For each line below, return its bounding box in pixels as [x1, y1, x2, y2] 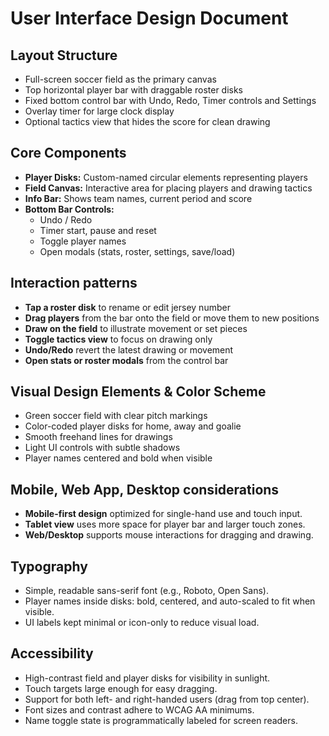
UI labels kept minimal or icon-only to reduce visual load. [24, 617, 260, 629]
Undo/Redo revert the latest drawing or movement [24, 343, 234, 356]
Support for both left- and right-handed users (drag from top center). [24, 693, 310, 705]
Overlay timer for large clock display [24, 105, 175, 117]
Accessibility [10, 645, 94, 662]
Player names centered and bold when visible [24, 452, 213, 464]
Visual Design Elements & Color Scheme [10, 383, 267, 401]
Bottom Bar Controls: [24, 203, 115, 215]
